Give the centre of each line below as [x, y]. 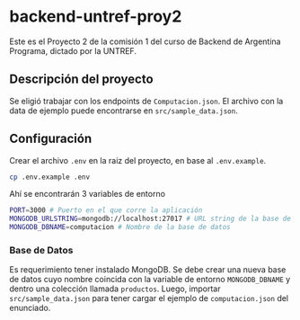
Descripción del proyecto [82, 80]
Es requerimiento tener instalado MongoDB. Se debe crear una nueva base [148, 270]
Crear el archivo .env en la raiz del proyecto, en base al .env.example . [138, 160]
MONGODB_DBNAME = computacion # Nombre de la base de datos [120, 227]
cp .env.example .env [50, 177]
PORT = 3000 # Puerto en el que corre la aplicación [106, 210]
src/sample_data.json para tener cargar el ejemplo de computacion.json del [149, 298]
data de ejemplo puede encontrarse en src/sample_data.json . [124, 111]
